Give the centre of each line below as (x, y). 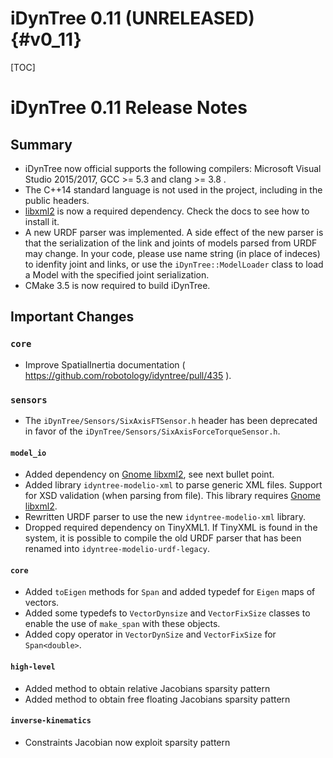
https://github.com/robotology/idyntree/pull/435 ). (128, 375)
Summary (41, 144)
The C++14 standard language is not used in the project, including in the (173, 189)
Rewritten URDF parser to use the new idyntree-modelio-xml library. (165, 517)
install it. (42, 221)
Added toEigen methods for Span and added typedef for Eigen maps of (170, 592)
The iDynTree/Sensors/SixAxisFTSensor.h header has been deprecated (171, 420)
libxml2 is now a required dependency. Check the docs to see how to (167, 211)
